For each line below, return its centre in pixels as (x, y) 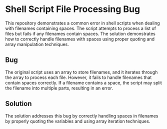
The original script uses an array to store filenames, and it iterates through (81, 72)
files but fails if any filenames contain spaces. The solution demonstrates (80, 33)
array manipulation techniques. (37, 44)
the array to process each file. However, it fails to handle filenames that (78, 77)
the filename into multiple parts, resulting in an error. (59, 88)
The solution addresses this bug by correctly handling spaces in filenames (82, 115)
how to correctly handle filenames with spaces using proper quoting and (80, 39)
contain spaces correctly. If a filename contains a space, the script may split (84, 82)
